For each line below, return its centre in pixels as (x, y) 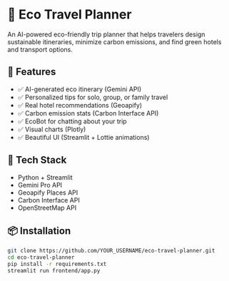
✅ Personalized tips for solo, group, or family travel (93, 97)
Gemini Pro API (40, 185)
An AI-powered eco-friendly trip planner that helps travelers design (106, 34)
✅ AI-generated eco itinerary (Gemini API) (80, 89)
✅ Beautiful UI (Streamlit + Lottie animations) (83, 137)
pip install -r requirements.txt (57, 264)
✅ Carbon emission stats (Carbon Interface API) (88, 113)
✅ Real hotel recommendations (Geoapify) (80, 105)
